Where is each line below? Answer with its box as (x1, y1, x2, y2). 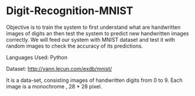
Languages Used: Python (6, 54, 68, 61)
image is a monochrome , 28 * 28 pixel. (6, 82, 103, 90)
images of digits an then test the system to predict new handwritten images (6, 29, 189, 37)
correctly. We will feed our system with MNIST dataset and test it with (6, 36, 176, 43)
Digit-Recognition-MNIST (6, 4, 134, 18)
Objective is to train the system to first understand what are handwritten (6, 24, 181, 31)
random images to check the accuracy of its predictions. (6, 42, 143, 49)
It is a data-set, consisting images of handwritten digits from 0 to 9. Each (6, 77, 183, 84)
